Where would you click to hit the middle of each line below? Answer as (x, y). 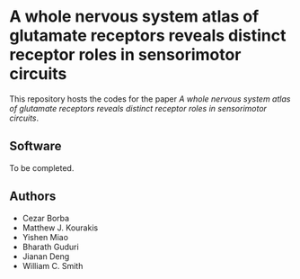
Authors (33, 197)
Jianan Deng (46, 256)
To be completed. (42, 167)
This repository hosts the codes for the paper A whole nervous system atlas (150, 99)
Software (35, 146)
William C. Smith (53, 265)
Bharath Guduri (50, 247)
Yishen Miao (45, 237)
